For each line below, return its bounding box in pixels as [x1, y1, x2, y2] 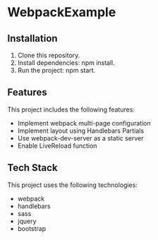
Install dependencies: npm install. [17, 59, 115, 67]
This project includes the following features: [7, 105, 135, 114]
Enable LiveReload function [17, 141, 97, 150]
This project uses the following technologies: [7, 181, 138, 189]
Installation [7, 32, 58, 44]
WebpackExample [7, 4, 116, 20]
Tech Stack [7, 162, 58, 174]
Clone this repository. [17, 51, 80, 59]
